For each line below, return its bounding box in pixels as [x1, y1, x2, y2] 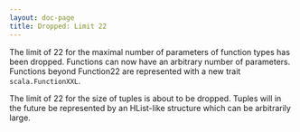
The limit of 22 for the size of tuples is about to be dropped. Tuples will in [9, 92, 282, 104]
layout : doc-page [9, 13, 75, 23]
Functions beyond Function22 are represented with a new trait [9, 65, 241, 77]
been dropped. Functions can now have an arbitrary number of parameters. [9, 56, 291, 67]
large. [9, 112, 32, 123]
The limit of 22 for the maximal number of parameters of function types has [9, 46, 291, 57]
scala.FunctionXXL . [9, 75, 81, 86]
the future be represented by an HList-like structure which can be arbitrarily [9, 102, 292, 113]
